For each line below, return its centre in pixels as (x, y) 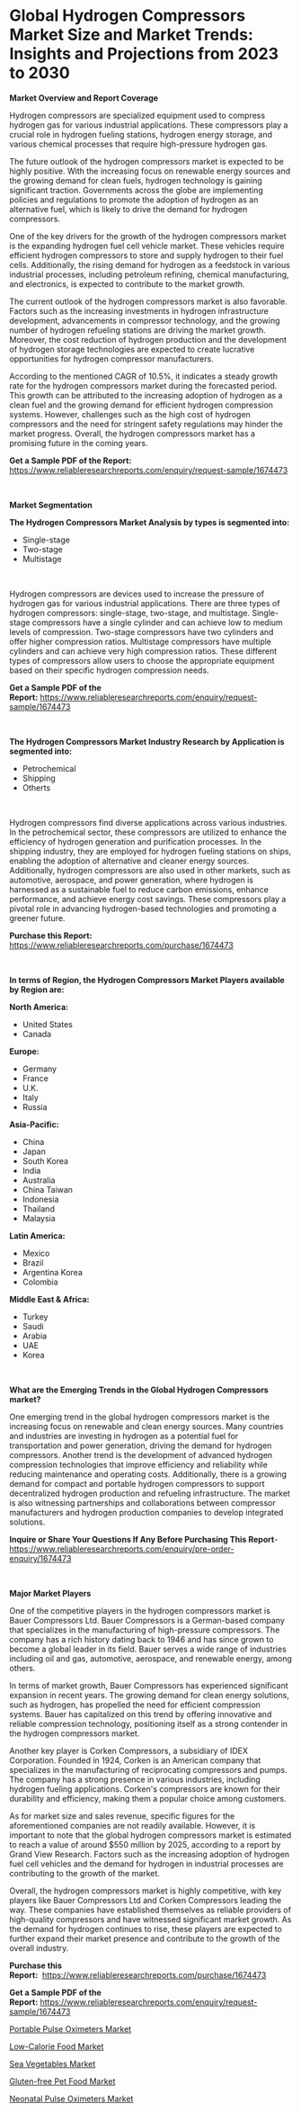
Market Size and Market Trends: (132, 35)
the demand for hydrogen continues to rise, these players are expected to (146, 1929)
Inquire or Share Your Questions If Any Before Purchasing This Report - (144, 1539)
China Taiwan (48, 1189)
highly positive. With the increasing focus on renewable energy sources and (150, 171)
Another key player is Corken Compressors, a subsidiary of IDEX (129, 1750)
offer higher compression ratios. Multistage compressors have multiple (141, 641)
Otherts (36, 787)
